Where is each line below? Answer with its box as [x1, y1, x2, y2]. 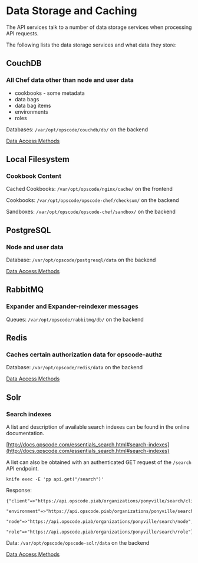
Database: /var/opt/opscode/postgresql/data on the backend [6, 256, 156, 263]
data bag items [14, 102, 51, 109]
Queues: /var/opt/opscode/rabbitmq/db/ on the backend [6, 316, 144, 323]
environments [14, 108, 48, 115]
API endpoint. [6, 465, 39, 472]
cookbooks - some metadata [14, 90, 85, 97]
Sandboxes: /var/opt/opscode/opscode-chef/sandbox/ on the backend [6, 208, 176, 216]
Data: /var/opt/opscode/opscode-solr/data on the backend [6, 539, 150, 547]
